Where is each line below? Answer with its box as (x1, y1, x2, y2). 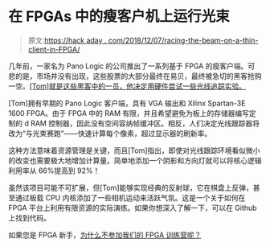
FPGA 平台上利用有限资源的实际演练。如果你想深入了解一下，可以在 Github (8, 203, 257, 212)
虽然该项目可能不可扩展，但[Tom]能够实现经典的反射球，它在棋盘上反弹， (8, 183, 253, 192)
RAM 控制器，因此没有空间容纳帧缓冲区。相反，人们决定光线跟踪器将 (31, 118, 260, 128)
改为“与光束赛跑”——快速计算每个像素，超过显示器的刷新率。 (8, 128, 212, 138)
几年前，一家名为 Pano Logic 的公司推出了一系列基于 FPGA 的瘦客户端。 (8, 61, 248, 71)
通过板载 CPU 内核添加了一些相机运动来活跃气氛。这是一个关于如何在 (14, 192, 246, 202)
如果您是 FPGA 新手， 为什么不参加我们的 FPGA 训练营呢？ (8, 230, 202, 240)
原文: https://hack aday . (27, 35, 107, 45)
